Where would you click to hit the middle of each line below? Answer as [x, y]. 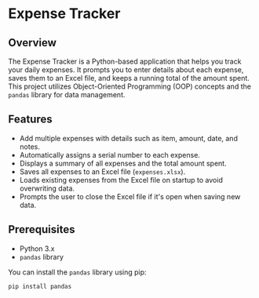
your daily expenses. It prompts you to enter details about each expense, [126, 70]
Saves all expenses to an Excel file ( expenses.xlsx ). [102, 171]
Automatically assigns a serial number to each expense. [109, 154]
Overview [33, 43]
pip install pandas [40, 286]
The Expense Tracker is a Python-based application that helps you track [125, 61]
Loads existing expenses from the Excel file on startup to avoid [121, 180]
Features [30, 120]
